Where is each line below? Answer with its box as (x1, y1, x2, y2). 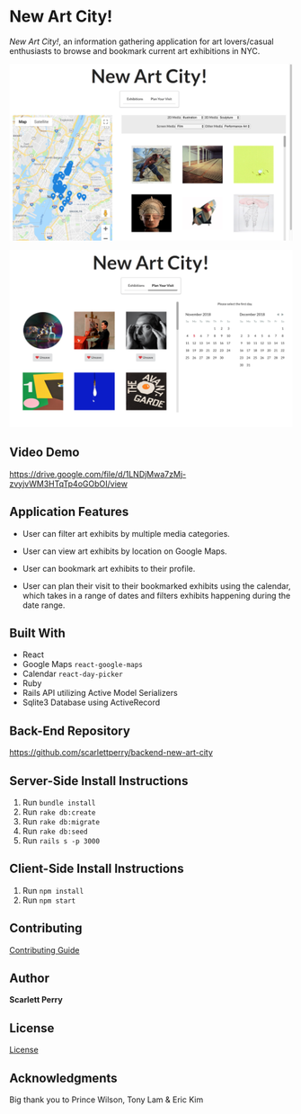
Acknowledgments (9, 1070, 119, 1085)
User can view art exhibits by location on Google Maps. (22, 546, 227, 557)
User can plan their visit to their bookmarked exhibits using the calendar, (22, 580, 291, 591)
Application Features (9, 504, 129, 520)
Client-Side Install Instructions (9, 861, 184, 877)
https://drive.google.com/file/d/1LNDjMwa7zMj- (9, 468, 187, 479)
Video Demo (9, 445, 80, 460)
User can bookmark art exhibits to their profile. (22, 563, 196, 574)
